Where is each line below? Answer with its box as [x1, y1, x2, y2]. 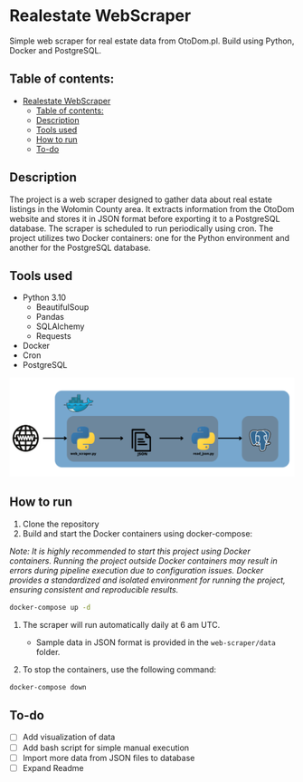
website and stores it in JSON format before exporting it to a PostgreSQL [9, 213, 280, 224]
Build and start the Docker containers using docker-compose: [22, 527, 253, 539]
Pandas [35, 312, 65, 323]
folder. [35, 646, 61, 657]
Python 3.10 [22, 292, 66, 304]
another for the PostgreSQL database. [9, 242, 151, 253]
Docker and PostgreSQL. [9, 44, 102, 55]
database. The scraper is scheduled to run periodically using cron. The [9, 223, 274, 234]
